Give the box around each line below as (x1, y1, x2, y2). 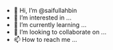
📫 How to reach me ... (13, 36, 77, 43)
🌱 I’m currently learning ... (13, 21, 87, 28)
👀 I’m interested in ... (13, 14, 72, 22)
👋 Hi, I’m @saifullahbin (13, 7, 77, 14)
